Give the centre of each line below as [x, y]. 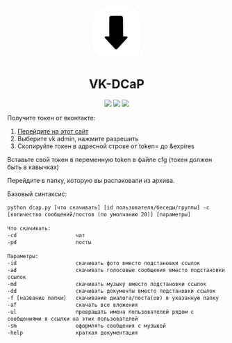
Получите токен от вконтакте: [51, 118]
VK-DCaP [117, 85]
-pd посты [49, 242]
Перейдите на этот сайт [53, 131]
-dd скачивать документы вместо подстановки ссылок [111, 291]
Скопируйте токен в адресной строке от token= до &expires [106, 146]
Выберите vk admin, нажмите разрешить [78, 138]
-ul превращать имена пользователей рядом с [101, 312]
